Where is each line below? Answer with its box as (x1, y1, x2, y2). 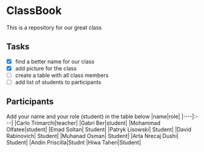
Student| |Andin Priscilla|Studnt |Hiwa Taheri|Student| (6, 139, 141, 146)
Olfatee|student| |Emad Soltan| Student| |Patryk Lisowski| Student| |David (6, 126, 192, 133)
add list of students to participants (15, 78, 102, 85)
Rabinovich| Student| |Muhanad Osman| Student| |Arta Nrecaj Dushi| (6, 132, 179, 139)
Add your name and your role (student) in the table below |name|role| (6, 112, 181, 120)
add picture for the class (15, 65, 77, 72)
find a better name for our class (15, 57, 94, 65)
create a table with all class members (15, 71, 109, 79)
